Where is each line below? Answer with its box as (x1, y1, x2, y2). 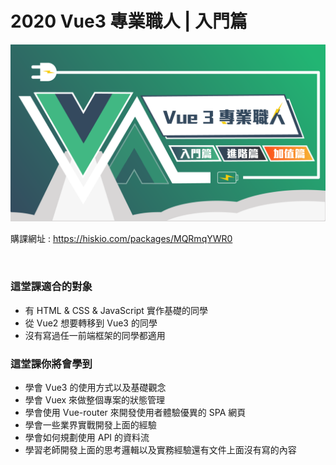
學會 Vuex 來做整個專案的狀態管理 (24, 394, 166, 406)
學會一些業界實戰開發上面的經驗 (24, 419, 157, 431)
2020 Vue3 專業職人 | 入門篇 (10, 10, 248, 33)
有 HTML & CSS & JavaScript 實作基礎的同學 (24, 304, 208, 316)
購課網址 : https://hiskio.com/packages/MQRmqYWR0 (10, 233, 233, 245)
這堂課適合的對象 (10, 280, 93, 294)
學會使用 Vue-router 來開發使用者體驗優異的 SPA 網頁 (24, 407, 247, 419)
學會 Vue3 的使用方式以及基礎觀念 (24, 382, 167, 394)
